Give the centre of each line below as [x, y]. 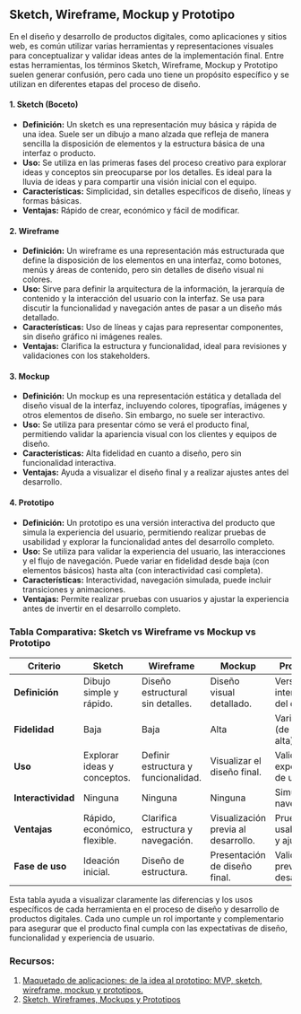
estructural [165, 692]
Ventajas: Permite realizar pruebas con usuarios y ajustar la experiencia [155, 599]
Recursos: [32, 961]
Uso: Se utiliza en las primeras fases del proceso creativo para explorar [154, 163]
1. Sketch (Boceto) [44, 105]
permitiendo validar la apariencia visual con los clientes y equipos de [150, 434]
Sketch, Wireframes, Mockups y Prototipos [101, 1000]
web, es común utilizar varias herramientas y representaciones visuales [142, 46]
